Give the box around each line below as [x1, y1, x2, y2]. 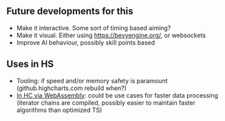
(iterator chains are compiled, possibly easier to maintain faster [16, 98, 195, 107]
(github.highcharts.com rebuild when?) [16, 84, 127, 92]
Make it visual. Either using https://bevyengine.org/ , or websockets [16, 31, 206, 39]
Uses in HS [6, 58, 54, 70]
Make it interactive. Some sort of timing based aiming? [16, 23, 171, 32]
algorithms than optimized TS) [16, 106, 103, 114]
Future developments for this [6, 5, 133, 17]
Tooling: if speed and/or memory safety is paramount [16, 76, 168, 85]
